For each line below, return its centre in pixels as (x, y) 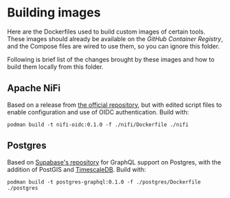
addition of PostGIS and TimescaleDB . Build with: (77, 169)
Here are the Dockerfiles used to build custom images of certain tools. (106, 32)
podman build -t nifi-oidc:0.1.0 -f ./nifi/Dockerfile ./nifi (98, 125)
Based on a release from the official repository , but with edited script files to (115, 105)
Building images (54, 13)
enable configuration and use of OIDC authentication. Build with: (98, 112)
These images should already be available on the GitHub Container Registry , (115, 38)
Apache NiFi (34, 88)
